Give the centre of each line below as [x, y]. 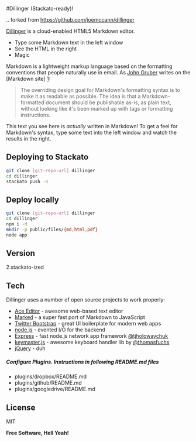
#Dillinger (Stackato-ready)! [40, 8]
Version [20, 253]
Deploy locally [33, 199]
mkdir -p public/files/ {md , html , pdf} [52, 229]
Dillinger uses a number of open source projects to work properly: [86, 300]
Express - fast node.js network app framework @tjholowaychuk [91, 336]
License [21, 407]
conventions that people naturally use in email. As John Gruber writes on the [98, 72]
